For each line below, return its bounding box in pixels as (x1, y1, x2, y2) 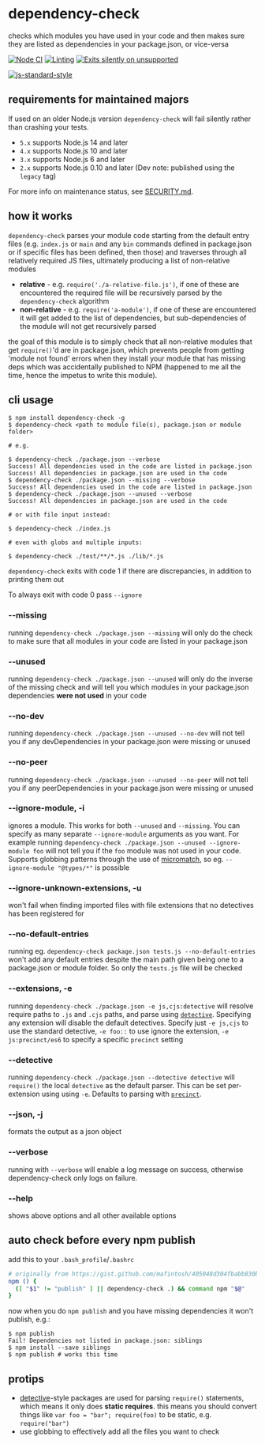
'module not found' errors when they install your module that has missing (8, 353, 246, 363)
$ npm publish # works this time (8, 1351, 118, 1359)
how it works (8, 210, 73, 223)
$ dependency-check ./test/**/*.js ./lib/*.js (8, 553, 164, 561)
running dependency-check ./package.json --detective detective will (8, 1072, 235, 1082)
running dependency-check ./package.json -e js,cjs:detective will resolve (8, 1001, 254, 1011)
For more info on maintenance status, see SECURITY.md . (8, 187, 194, 196)
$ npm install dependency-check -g (8, 414, 125, 422)
